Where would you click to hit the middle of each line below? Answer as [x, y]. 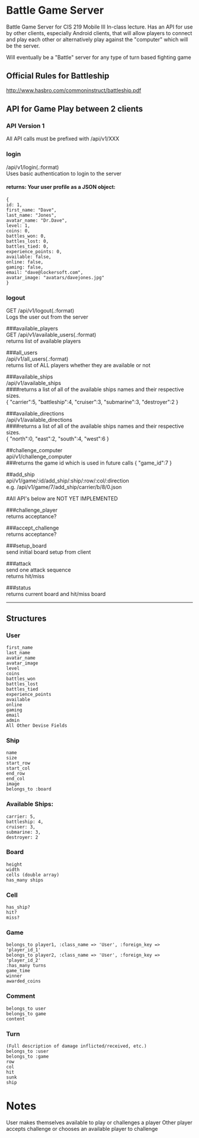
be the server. [23, 46]
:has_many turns [26, 966]
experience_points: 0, [34, 251]
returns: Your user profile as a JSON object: [61, 187]
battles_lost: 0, [28, 241]
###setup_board [27, 546]
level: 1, [18, 226]
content [16, 1019]
